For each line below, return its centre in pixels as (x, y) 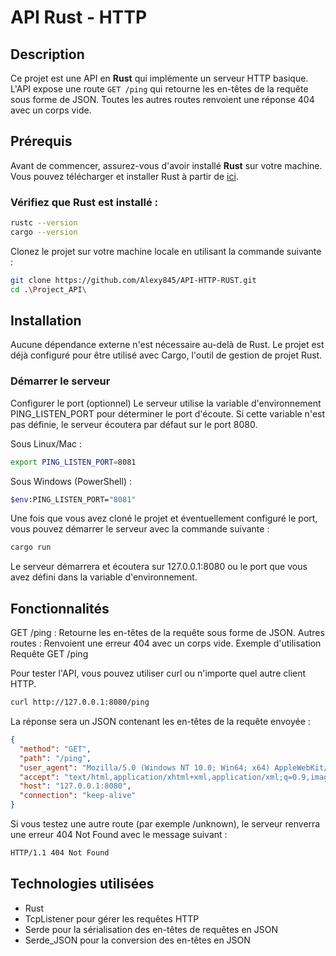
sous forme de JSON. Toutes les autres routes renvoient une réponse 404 (162, 99)
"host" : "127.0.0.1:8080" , (75, 786)
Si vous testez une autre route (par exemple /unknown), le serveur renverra (165, 824)
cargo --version (44, 232)
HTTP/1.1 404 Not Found (60, 853)
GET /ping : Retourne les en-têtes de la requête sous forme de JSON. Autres (167, 633)
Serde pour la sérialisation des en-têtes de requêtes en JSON (151, 929)
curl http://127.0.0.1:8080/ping (80, 702)
